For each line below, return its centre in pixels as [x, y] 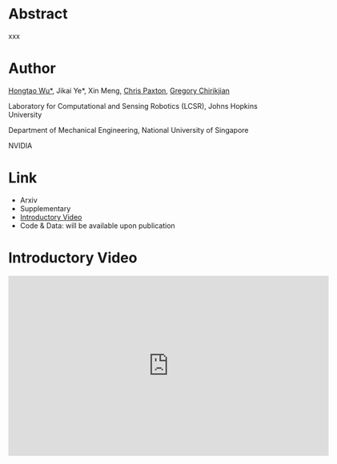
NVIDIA [20, 146]
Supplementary [45, 208]
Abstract [38, 14]
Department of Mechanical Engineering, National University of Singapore [129, 130]
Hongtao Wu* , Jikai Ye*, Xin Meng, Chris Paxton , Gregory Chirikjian [119, 90]
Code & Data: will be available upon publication [98, 226]
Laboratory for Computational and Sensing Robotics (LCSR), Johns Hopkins [133, 106]
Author [32, 68]
